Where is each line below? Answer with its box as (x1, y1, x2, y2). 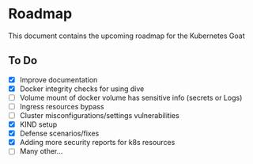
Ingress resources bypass (19, 101, 104, 111)
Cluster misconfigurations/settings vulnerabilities (19, 111, 179, 120)
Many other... (19, 147, 63, 156)
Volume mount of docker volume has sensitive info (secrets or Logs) (19, 93, 243, 102)
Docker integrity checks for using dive (19, 84, 145, 93)
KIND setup (19, 120, 58, 129)
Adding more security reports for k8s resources (19, 138, 176, 147)
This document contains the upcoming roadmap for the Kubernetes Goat (8, 31, 245, 40)
